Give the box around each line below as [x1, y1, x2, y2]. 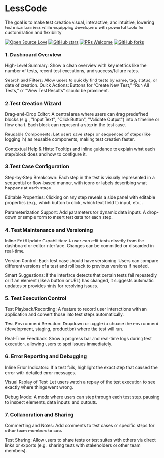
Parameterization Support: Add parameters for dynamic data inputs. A [5, 209, 146, 215]
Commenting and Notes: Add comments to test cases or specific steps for [5, 423, 155, 429]
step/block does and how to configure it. [5, 151, 87, 157]
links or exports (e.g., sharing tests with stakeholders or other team [5, 442, 141, 448]
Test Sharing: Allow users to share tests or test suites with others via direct [5, 437, 156, 443]
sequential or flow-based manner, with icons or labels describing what [5, 180, 147, 186]
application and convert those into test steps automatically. [5, 311, 124, 317]
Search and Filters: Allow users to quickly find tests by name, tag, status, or [5, 77, 158, 83]
